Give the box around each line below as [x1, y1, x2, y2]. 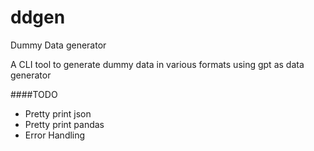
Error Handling [24, 129, 86, 141]
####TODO [10, 88, 58, 100]
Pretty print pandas [24, 118, 105, 130]
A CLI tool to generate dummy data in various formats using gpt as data [10, 58, 305, 70]
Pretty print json [24, 107, 92, 120]
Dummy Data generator [10, 39, 107, 51]
